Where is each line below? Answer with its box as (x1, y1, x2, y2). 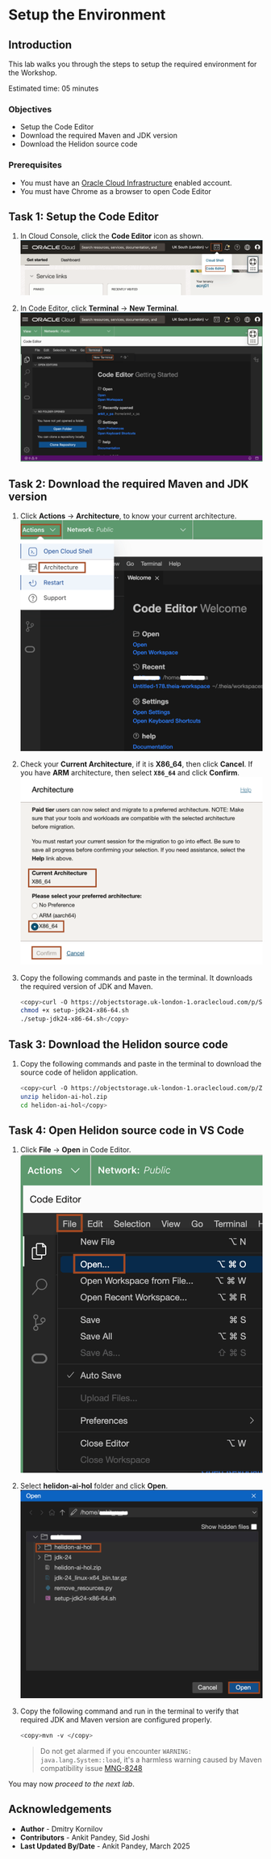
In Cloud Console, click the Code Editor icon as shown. (19, 231, 204, 241)
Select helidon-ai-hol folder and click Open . (19, 1481, 169, 1491)
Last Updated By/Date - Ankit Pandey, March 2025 (19, 1841, 191, 1851)
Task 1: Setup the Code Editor (8, 209, 159, 223)
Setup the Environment (8, 6, 166, 24)
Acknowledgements (8, 1802, 112, 1816)
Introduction (8, 38, 73, 52)
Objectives (8, 104, 52, 115)
